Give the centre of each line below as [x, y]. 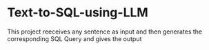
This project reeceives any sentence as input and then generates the [104, 32]
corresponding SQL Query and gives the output [74, 38]
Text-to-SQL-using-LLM [78, 13]
